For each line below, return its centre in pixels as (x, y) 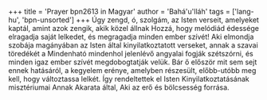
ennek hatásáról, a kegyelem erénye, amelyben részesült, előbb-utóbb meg (132, 70)
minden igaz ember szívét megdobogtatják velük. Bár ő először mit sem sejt (133, 62)
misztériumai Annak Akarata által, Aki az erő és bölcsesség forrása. (119, 87)
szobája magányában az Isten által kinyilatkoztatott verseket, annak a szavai (133, 45)
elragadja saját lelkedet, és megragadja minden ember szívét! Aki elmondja (131, 37)
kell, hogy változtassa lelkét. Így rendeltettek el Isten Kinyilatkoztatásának (129, 79)
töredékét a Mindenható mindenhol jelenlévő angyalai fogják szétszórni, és (131, 54)
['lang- (243, 12)
